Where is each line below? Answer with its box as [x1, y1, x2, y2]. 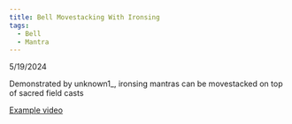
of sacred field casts [9, 88, 84, 98]
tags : [9, 21, 29, 30]
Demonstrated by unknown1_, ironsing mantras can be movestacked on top [9, 78, 283, 89]
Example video [9, 105, 64, 115]
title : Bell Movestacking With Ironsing [9, 12, 161, 22]
